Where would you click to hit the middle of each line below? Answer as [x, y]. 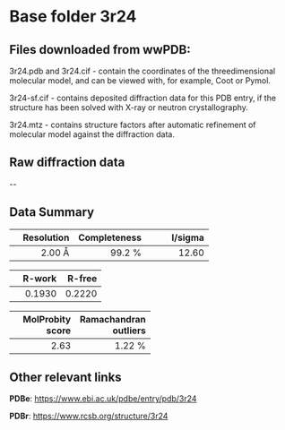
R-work [40, 278]
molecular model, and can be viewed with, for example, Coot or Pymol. [140, 81]
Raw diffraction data [67, 163]
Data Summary [52, 212]
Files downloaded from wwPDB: [100, 50]
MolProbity [47, 319]
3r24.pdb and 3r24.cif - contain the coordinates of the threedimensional [142, 71]
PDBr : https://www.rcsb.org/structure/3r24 [89, 416]
